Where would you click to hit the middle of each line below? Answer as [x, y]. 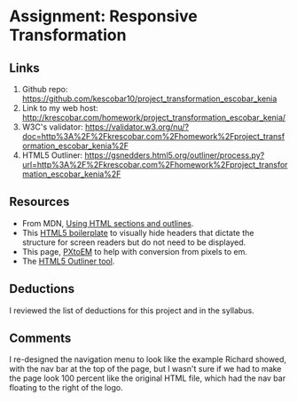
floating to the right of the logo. [66, 388]
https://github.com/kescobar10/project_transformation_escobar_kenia [149, 99]
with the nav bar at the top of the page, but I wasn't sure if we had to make [145, 369]
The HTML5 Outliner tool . [68, 261]
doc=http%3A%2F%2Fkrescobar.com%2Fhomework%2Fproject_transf [153, 136]
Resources [39, 202]
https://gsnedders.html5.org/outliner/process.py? [175, 155]
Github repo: [45, 89]
